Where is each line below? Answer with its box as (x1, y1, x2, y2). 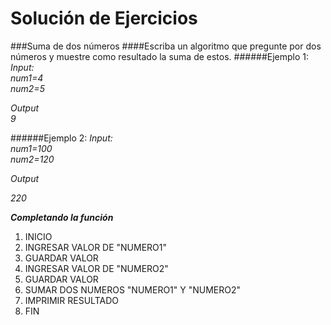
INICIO (24, 230, 53, 242)
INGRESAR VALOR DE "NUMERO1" (24, 241, 168, 253)
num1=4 (10, 72, 44, 84)
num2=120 (10, 153, 55, 165)
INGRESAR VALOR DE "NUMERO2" (24, 262, 169, 274)
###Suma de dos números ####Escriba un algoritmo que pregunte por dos (10, 40, 322, 52)
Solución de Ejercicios (10, 7, 198, 30)
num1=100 (10, 142, 53, 154)
